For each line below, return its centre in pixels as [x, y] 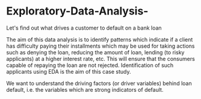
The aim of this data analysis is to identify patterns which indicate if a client [100, 39]
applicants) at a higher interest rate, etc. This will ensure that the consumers [101, 59]
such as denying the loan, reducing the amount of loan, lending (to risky [95, 52]
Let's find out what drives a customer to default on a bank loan [84, 28]
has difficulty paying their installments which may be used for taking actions [100, 46]
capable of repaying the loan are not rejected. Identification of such [90, 65]
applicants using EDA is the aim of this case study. [69, 71]
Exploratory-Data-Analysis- [77, 11]
